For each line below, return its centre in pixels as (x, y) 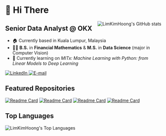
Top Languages (29, 116)
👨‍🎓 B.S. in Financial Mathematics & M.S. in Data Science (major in (81, 47)
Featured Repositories (40, 89)
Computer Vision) (30, 53)
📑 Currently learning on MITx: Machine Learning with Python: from (80, 58)
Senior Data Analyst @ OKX (49, 28)
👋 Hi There (27, 10)
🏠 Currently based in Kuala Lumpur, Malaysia (59, 41)
